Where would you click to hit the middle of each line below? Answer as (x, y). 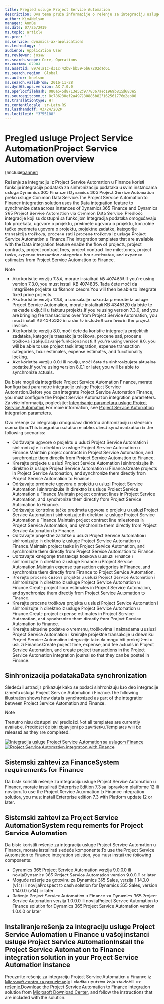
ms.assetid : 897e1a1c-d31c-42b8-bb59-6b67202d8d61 (58, 69)
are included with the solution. (35, 997)
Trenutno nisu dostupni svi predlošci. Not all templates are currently (73, 722)
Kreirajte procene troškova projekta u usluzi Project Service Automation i (85, 603)
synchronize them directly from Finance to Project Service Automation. (83, 572)
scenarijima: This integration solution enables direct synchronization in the (79, 427)
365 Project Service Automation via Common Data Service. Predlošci (74, 213)
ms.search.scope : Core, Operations (41, 60)
